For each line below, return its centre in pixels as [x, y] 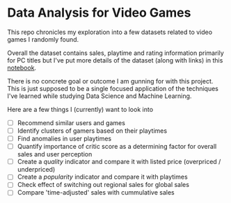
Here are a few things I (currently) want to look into [80, 109]
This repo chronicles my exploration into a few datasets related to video [110, 32]
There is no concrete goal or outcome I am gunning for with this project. [110, 81]
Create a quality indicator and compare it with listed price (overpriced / [119, 162]
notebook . [22, 67]
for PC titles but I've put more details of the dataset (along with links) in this [115, 60]
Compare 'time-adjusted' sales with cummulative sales [96, 193]
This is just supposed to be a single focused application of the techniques [113, 88]
